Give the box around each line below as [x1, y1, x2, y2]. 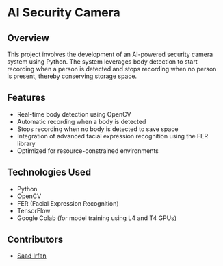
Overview [7, 32, 50, 44]
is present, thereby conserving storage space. [7, 72, 137, 80]
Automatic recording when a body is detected [16, 117, 146, 125]
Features [7, 92, 46, 104]
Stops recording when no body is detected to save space [16, 125, 179, 133]
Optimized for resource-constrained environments [16, 146, 159, 155]
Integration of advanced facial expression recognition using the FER [16, 132, 209, 140]
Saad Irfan [16, 252, 47, 260]
